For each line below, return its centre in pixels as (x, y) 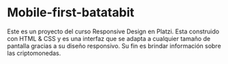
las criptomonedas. (34, 53)
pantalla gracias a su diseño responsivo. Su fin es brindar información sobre (114, 46)
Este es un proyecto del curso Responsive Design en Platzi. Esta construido (113, 31)
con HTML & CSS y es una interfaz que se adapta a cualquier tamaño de (109, 38)
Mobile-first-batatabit (71, 13)
